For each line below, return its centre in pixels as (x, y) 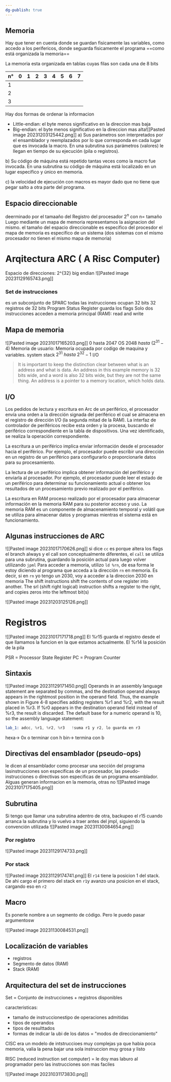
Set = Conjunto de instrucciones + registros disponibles (64, 998)
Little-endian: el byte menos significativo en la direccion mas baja (82, 124)
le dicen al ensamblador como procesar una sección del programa (75, 766)
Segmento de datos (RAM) (41, 964)
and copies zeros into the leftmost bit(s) (47, 592)
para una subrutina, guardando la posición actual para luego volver (76, 559)
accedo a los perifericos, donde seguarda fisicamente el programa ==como (85, 49)
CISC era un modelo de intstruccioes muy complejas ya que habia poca (80, 1044)
